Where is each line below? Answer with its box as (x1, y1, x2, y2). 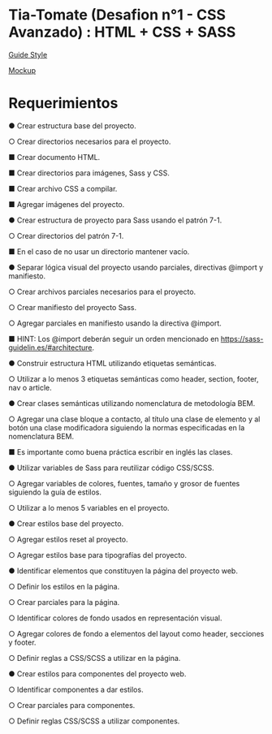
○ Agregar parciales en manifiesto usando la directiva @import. (8, 318, 222, 328)
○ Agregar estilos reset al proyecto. (8, 534, 128, 544)
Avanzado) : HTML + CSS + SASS (8, 23, 236, 41)
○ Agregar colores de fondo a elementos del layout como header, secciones (8, 628, 265, 638)
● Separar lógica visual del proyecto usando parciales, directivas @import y (8, 262, 264, 272)
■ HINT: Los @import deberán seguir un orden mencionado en (8, 334, 219, 343)
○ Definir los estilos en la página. (8, 581, 120, 591)
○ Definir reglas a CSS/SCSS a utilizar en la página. (8, 653, 181, 663)
